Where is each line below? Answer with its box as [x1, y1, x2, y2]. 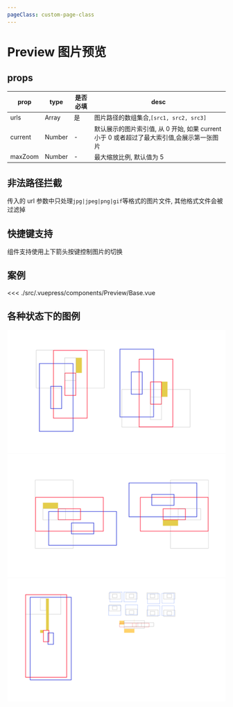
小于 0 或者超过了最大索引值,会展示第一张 [94, 133, 213, 142]
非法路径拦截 [7, 177, 62, 189]
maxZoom [10, 153, 40, 161]
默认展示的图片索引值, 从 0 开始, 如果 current [94, 124, 222, 133]
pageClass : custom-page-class [7, 11, 95, 18]
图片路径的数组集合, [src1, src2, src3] [94, 113, 207, 122]
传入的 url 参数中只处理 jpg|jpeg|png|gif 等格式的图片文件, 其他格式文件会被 [7, 197, 223, 205]
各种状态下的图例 [7, 310, 80, 322]
